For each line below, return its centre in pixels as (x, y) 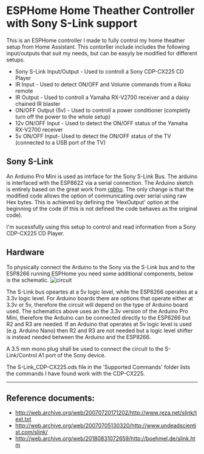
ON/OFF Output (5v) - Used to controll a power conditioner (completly (103, 110)
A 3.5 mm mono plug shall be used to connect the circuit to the (85, 349)
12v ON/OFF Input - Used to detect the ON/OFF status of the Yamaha (101, 123)
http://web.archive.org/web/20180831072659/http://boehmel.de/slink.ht (105, 439)
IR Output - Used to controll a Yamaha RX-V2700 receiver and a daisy (102, 97)
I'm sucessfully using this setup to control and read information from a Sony (101, 227)
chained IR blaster (38, 103)
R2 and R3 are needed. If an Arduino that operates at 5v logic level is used (99, 324)
